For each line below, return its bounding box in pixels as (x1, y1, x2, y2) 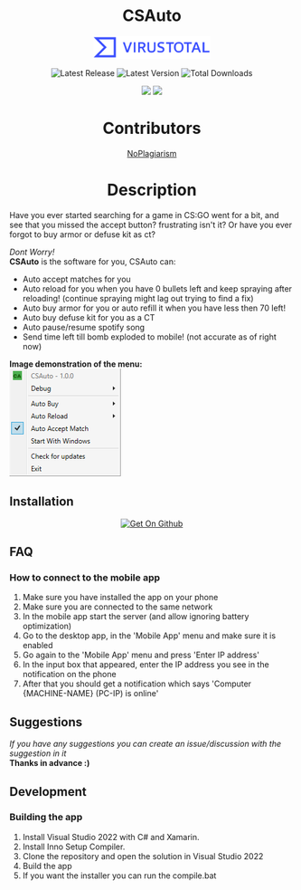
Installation (9, 494, 74, 510)
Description (107, 180, 197, 200)
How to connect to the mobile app (9, 571, 161, 584)
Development (9, 784, 88, 799)
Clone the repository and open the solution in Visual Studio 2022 (22, 850, 264, 861)
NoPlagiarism (127, 148, 177, 158)
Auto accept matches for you (22, 273, 131, 284)
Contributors (102, 119, 202, 139)
